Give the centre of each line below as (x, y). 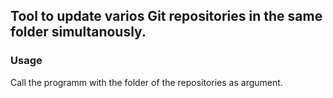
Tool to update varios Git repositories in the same (166, 16)
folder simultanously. (78, 32)
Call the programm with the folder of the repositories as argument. (146, 82)
